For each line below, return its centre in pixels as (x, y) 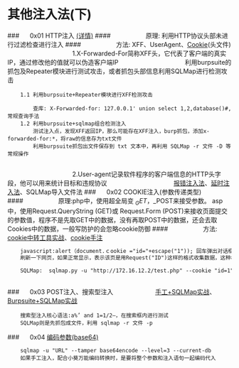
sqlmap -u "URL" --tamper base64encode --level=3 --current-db (116, 351)
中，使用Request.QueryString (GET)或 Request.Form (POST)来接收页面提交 (117, 211)
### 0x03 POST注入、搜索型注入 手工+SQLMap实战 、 (112, 292)
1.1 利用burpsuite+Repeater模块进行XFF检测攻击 (86, 94)
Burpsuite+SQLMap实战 (43, 301)
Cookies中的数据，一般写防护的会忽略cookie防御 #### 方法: (112, 229)
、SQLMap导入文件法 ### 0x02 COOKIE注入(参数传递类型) (111, 192)
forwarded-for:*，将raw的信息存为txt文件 (65, 139)
